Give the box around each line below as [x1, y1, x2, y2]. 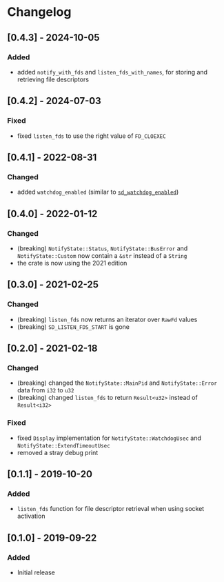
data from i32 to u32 [17, 386, 74, 394]
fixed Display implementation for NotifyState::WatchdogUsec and [17, 434, 202, 442]
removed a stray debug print [17, 448, 99, 456]
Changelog [7, 4, 72, 20]
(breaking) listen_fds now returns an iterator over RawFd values [17, 315, 198, 323]
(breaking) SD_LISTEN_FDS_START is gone [17, 322, 130, 331]
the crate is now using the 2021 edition [17, 259, 128, 267]
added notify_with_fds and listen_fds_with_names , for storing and [17, 68, 208, 76]
